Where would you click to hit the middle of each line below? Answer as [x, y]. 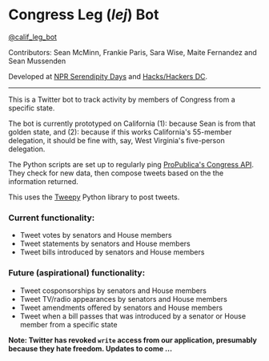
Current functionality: [52, 218]
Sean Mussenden [37, 61]
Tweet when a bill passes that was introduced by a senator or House [133, 316]
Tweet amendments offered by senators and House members [121, 307]
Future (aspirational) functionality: [77, 273]
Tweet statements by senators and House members [105, 244]
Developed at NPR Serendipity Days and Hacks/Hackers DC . [108, 76]
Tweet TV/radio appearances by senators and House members [124, 299]
